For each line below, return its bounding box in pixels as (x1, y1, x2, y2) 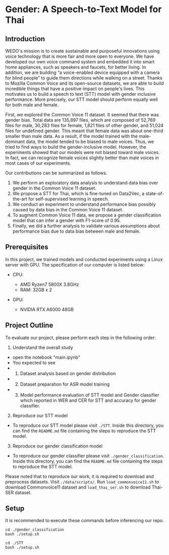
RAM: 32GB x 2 (20, 286, 52, 292)
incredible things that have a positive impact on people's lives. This (5, 86, 145, 92)
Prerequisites (5, 243, 48, 251)
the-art (12, 196, 28, 202)
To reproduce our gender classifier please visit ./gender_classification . (12, 453, 164, 459)
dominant (5, 138, 25, 144)
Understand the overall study (12, 344, 73, 350)
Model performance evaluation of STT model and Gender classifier (20, 392, 159, 398)
